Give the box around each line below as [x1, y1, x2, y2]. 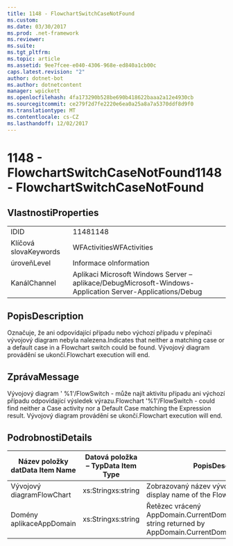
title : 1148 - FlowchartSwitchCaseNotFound [7, 10, 135, 17]
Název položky [18, 456, 69, 466]
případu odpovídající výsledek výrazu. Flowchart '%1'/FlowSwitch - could [7, 397, 215, 405]
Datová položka [85, 452, 137, 462]
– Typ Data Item [85, 461, 137, 470]
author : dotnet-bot [7, 74, 64, 82]
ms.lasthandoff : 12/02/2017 [7, 119, 89, 127]
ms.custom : [7, 17, 39, 24]
